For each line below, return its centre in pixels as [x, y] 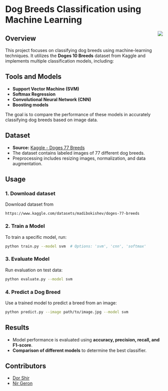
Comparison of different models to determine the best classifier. [79, 350]
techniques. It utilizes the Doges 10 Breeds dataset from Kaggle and [75, 56]
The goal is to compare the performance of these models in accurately [78, 114]
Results [17, 328]
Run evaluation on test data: [34, 270]
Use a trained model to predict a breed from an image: [61, 303]
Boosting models [30, 105]
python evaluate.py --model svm [39, 279]
